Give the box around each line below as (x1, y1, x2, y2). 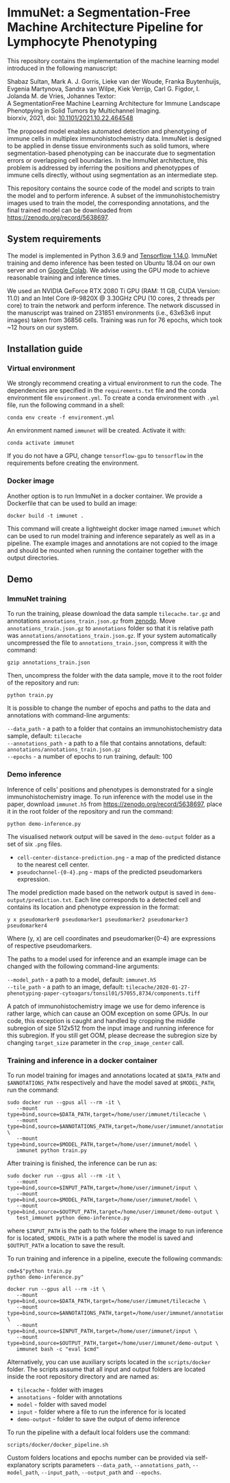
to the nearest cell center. (16, 860, 90, 869)
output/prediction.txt (7, 897, 72, 904)
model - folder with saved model (16, 1401, 107, 1409)
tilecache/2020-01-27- (125, 984, 190, 991)
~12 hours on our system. (7, 323, 79, 331)
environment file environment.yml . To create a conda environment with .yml (7, 393, 220, 402)
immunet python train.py (16, 1147, 88, 1154)
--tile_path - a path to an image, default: (7, 982, 125, 991)
